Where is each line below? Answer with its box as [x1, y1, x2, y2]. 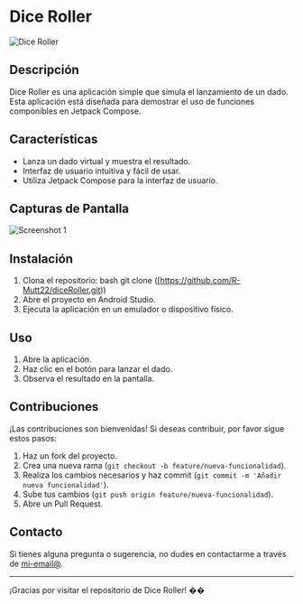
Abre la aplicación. [22, 354, 92, 365]
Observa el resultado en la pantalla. [22, 373, 155, 384]
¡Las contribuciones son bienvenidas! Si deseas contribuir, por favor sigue [9, 423, 285, 434]
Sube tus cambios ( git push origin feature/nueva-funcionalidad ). [22, 488, 273, 499]
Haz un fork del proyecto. [22, 450, 117, 461]
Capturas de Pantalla [9, 200, 129, 216]
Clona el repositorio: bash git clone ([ [22, 275, 161, 286]
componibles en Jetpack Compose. [9, 106, 142, 116]
